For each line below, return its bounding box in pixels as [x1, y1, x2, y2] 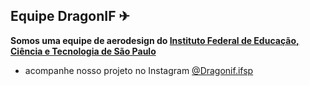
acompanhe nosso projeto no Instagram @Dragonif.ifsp [24, 64, 254, 76]
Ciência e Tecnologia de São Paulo [10, 45, 157, 57]
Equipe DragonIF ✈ [10, 8, 131, 25]
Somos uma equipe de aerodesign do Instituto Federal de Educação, [10, 34, 300, 46]
